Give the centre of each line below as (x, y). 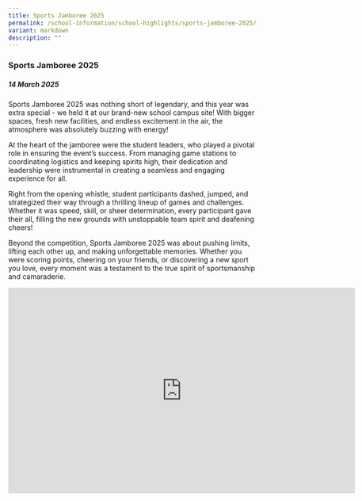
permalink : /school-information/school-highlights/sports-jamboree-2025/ (133, 23)
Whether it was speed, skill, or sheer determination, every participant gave (130, 211)
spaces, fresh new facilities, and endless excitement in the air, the (116, 121)
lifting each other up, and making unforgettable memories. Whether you (125, 251)
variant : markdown (38, 30)
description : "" (35, 38)
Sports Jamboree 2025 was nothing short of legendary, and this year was (129, 105)
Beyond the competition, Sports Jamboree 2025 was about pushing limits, (129, 243)
